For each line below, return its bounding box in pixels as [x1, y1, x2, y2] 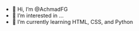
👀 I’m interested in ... [12, 12, 64, 19]
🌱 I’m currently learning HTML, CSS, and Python [12, 18, 134, 25]
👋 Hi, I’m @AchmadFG [12, 6, 68, 13]
